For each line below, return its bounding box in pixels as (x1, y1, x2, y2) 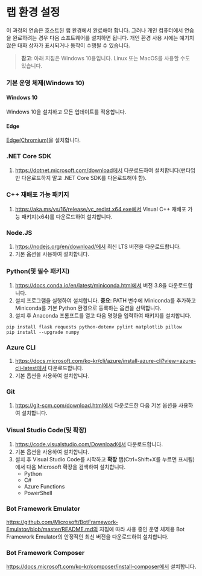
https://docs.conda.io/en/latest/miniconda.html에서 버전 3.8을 (14, 282, 167, 289)
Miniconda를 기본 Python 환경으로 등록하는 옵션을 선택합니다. (14, 304, 162, 312)
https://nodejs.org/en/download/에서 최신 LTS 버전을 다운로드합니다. (14, 243, 181, 251)
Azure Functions (24, 483, 65, 490)
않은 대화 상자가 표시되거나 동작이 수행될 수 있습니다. (6, 42, 130, 49)
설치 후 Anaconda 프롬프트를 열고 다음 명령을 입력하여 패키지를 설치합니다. (14, 312, 192, 319)
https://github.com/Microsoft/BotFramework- (6, 518, 119, 525)
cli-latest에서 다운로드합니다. (14, 364, 84, 371)
